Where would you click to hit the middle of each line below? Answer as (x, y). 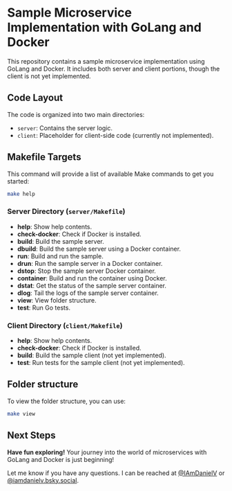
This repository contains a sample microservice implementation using (106, 61)
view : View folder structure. (57, 300)
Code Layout (35, 98)
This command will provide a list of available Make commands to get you (110, 174)
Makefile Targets (44, 157)
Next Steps (31, 435)
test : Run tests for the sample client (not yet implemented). (101, 363)
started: (18, 181)
